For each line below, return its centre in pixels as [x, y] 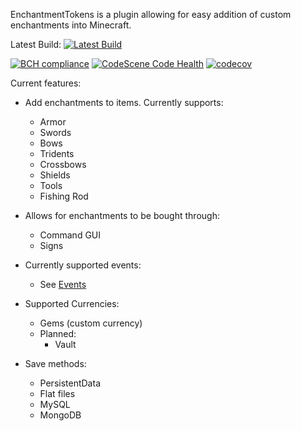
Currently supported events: [83, 265]
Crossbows [63, 164]
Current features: [46, 83]
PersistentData [70, 383]
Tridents [57, 153]
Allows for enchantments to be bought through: [122, 215]
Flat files [57, 393]
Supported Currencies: [72, 303]
